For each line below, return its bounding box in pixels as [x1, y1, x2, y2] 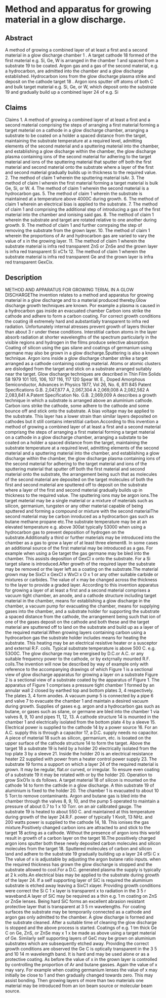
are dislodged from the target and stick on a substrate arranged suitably [5, 366, 152, 372]
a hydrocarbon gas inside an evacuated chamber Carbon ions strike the [5, 308, 151, 314]
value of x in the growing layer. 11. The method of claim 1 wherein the [5, 238, 145, 244]
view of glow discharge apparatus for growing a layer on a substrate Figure [5, 671, 158, 677]
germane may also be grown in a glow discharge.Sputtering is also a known [5, 350, 159, 356]
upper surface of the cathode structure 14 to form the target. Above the [5, 740, 151, 746]
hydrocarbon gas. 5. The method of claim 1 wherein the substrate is [5, 190, 142, 197]
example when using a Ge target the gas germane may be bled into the [5, 550, 150, 556]
